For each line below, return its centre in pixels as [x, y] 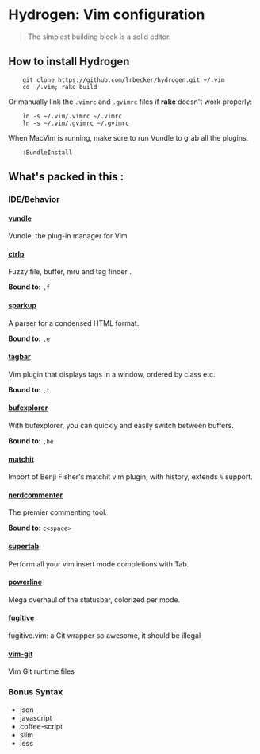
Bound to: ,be [31, 441]
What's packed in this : [66, 177]
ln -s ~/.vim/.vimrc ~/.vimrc [73, 116]
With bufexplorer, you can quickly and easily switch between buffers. [121, 426]
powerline [25, 582]
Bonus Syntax [36, 692]
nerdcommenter [36, 495]
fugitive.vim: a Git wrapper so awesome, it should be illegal [105, 636]
